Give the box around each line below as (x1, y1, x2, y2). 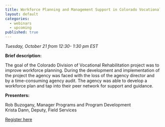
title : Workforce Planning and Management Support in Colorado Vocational (5, 7, 162, 12)
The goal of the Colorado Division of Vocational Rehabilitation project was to (5, 62, 160, 68)
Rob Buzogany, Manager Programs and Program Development (5, 102, 131, 107)
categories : (5, 16, 29, 21)
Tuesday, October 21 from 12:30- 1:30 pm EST (5, 43, 98, 49)
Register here (5, 117, 32, 122)
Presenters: (5, 92, 30, 98)
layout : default (5, 12, 38, 17)
